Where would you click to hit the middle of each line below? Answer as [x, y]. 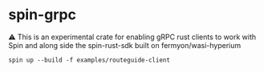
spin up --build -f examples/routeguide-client [89, 60]
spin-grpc [42, 15]
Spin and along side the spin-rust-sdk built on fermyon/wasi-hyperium [125, 45]
